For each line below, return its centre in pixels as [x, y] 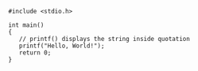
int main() [26, 25]
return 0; [35, 53]
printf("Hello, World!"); [62, 46]
